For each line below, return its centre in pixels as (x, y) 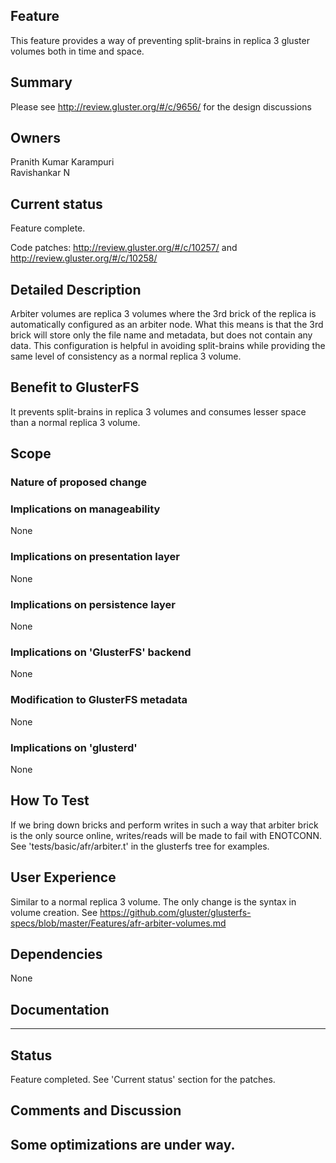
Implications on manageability (85, 509)
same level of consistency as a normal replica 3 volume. (126, 356)
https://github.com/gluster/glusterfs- (175, 912)
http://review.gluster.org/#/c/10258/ (84, 258)
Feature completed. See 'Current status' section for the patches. (143, 1080)
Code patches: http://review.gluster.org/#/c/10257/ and (124, 248)
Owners (35, 138)
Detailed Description (76, 289)
